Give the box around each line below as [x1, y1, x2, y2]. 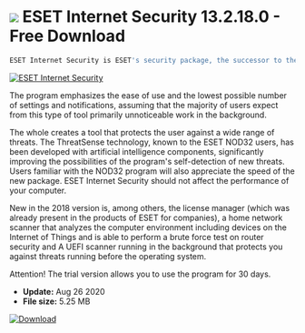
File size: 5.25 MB [22, 296, 91, 307]
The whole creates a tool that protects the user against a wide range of [9, 126, 275, 137]
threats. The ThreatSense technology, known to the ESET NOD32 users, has [9, 136, 295, 147]
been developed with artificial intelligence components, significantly [9, 146, 264, 156]
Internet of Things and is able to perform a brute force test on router [9, 231, 265, 242]
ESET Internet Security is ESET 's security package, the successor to [9, 55, 282, 65]
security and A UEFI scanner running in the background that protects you [9, 241, 283, 252]
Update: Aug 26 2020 [22, 286, 106, 297]
